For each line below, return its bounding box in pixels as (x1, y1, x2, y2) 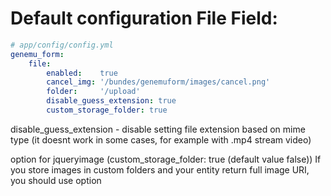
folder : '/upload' (46, 87, 141, 97)
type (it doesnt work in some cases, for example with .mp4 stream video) (10, 133, 312, 146)
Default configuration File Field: (10, 7, 278, 30)
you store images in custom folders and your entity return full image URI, (10, 163, 310, 176)
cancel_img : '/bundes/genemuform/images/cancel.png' (46, 77, 271, 87)
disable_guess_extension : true (46, 96, 177, 106)
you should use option (10, 174, 102, 186)
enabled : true (46, 68, 118, 78)
